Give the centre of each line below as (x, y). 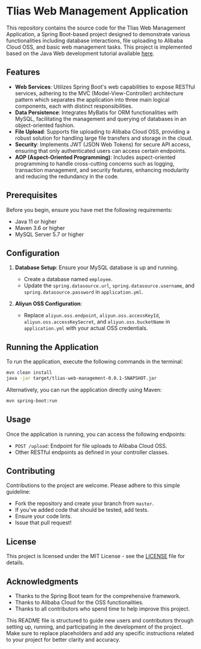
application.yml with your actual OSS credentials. (86, 328)
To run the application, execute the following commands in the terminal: (95, 362)
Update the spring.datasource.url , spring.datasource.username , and (109, 286)
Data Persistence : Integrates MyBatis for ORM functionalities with (96, 112)
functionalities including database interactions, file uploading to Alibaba (94, 40)
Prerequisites (32, 195)
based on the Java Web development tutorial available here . (80, 53)
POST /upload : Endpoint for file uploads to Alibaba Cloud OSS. (91, 446)
